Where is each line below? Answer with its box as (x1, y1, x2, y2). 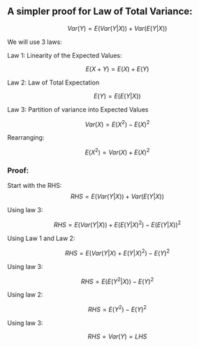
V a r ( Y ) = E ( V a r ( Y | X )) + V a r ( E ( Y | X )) (67, 24, 168, 32)
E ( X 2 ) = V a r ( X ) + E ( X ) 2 (84, 147, 150, 156)
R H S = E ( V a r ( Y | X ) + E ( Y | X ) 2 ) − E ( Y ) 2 (65, 248, 170, 257)
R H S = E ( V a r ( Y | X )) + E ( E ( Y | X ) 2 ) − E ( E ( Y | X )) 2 (53, 219, 182, 229)
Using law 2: (7, 290, 43, 299)
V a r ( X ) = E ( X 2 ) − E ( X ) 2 (84, 119, 150, 128)
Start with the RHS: (7, 182, 62, 190)
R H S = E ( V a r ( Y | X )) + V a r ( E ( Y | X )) (70, 192, 165, 201)
